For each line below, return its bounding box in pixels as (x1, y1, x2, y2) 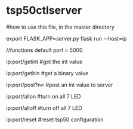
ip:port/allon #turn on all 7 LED (6, 93, 82, 100)
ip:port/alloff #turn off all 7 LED (6, 104, 82, 111)
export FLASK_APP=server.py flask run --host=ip (6, 35, 127, 42)
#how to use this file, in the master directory (6, 23, 115, 30)
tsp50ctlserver (6, 4, 82, 17)
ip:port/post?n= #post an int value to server (6, 81, 113, 88)
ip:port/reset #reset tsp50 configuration (6, 116, 104, 123)
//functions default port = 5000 (6, 46, 83, 54)
